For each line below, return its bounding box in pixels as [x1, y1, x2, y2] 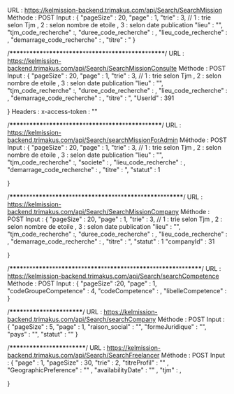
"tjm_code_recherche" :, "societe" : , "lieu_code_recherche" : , [7, 158, 187, 167]
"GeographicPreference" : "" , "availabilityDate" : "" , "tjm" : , [7, 366, 182, 374]
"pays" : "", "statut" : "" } [7, 330, 78, 338]
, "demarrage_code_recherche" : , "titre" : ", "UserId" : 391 [7, 94, 175, 102]
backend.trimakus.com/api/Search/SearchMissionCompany [7, 208, 180, 216]
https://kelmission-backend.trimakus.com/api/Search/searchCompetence [7, 272, 219, 280]
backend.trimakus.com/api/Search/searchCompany [7, 315, 156, 323]
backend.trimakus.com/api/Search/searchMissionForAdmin [7, 136, 178, 144]
